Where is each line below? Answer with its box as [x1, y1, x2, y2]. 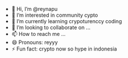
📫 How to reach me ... [11, 31, 66, 37]
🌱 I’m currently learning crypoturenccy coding [11, 18, 122, 24]
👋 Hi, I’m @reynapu [11, 6, 58, 12]
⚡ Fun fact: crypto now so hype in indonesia [11, 45, 118, 52]
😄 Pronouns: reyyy [11, 39, 58, 46]
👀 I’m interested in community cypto [11, 12, 98, 19]
